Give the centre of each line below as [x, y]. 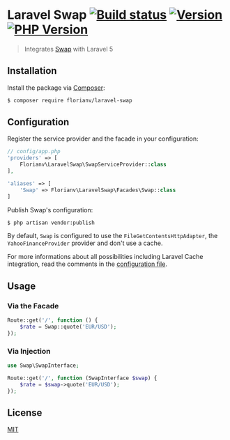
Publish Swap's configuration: [50, 210]
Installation [32, 71]
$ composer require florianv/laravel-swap [70, 100]
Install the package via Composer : [56, 88]
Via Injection [29, 351]
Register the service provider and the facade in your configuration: [103, 139]
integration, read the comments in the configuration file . [87, 264]
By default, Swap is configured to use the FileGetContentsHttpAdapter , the [113, 236]
